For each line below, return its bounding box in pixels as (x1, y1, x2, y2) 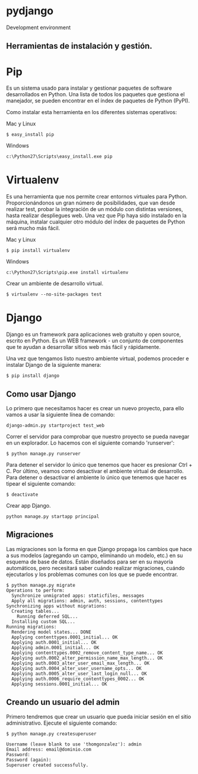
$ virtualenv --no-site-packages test (6, 291, 102, 298)
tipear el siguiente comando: (6, 480, 76, 487)
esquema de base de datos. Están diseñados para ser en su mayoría (6, 558, 174, 565)
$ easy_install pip (6, 132, 55, 138)
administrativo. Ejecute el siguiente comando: (6, 719, 117, 726)
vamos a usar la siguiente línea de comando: (6, 411, 115, 418)
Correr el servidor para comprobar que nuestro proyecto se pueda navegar (6, 433, 190, 440)
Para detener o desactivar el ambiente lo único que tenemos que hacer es (6, 474, 187, 481)
